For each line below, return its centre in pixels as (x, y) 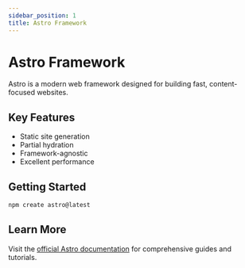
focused (22, 93)
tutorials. (23, 257)
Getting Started (47, 187)
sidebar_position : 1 (43, 15)
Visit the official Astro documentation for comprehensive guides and (120, 249)
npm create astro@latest (49, 205)
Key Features (42, 117)
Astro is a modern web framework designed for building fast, (108, 84)
